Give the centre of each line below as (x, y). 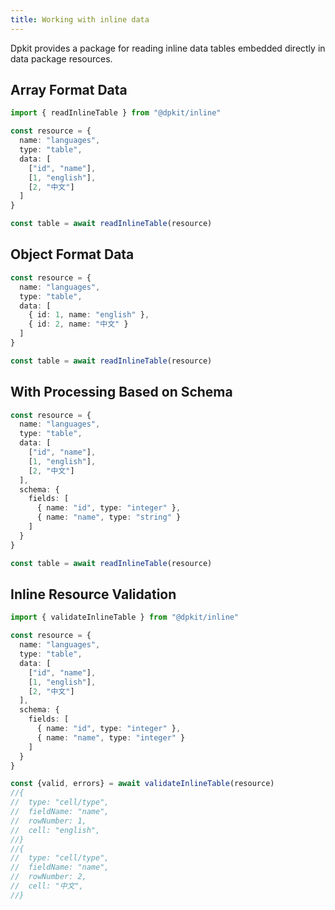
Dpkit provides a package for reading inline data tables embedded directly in (168, 48)
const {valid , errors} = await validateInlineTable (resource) (142, 784)
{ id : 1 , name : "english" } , (89, 315)
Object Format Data (72, 254)
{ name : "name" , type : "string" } (109, 517)
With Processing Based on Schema (121, 392)
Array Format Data (69, 90)
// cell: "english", (55, 830)
